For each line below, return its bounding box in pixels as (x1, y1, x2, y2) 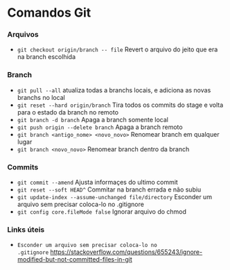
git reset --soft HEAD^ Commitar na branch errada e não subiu (17, 185, 202, 194)
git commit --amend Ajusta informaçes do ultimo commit (17, 178, 178, 187)
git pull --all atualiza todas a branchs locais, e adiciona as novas (17, 85, 211, 94)
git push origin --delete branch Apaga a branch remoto (17, 123, 183, 131)
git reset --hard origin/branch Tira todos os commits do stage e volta (17, 101, 224, 109)
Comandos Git (7, 5, 91, 21)
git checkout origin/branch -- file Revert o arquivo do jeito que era (17, 45, 218, 53)
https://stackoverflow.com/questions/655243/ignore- (50, 248, 203, 256)
